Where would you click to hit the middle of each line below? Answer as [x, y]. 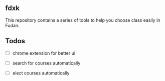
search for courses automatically [46, 63]
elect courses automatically [41, 73]
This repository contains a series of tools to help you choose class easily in [83, 20]
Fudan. [12, 25]
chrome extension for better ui [44, 53]
